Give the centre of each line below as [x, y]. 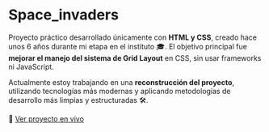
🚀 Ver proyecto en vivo [46, 118]
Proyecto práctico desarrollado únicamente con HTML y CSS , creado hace [132, 37]
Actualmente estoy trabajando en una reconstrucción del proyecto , [122, 82]
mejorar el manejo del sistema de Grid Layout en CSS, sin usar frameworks [135, 57]
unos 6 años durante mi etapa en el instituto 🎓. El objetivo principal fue [128, 46]
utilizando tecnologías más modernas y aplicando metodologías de [120, 91]
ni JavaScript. [31, 66]
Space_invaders [64, 15]
